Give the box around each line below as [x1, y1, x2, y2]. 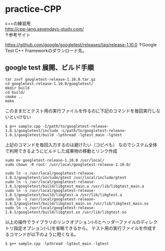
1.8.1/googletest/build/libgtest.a [5, 192, 78, 197]
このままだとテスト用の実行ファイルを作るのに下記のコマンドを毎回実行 [5, 108, 152, 114]
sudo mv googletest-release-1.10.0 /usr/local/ [5, 158, 105, 163]
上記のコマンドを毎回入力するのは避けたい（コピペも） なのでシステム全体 [5, 142, 158, 148]
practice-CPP [5, 3, 62, 15]
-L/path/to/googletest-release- [60, 128, 127, 133]
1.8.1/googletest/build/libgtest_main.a [5, 184, 90, 189]
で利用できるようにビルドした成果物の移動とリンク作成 [5, 148, 117, 154]
